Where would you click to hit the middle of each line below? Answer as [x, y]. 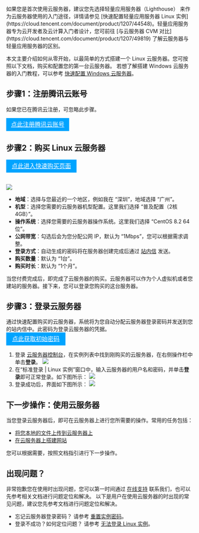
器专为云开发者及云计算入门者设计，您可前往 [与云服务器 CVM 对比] [89, 31]
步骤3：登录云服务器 [44, 307]
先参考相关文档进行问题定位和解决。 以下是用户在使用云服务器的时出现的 [95, 496]
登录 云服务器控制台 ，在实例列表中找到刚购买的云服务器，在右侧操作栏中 [104, 355]
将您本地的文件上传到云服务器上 [54, 433]
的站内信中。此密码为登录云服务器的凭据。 [58, 329]
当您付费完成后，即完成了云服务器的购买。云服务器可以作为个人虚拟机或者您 [99, 278]
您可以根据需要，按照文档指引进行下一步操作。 [63, 453]
